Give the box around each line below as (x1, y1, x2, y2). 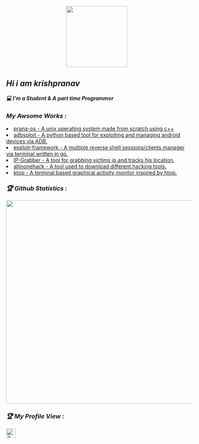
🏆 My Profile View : (6, 412, 65, 420)
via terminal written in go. (6, 150, 68, 157)
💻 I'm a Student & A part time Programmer (6, 95, 114, 102)
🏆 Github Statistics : (6, 184, 68, 192)
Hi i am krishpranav (6, 79, 80, 89)
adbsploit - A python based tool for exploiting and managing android (14, 131, 181, 139)
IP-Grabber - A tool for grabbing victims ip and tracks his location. (14, 157, 175, 164)
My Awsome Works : (6, 111, 67, 120)
